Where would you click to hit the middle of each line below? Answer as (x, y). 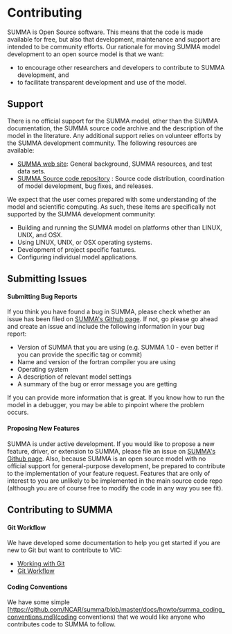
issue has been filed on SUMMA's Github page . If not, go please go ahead (113, 319)
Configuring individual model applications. (78, 257)
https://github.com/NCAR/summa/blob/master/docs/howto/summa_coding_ (117, 610)
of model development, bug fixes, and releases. (85, 186)
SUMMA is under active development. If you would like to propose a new (111, 444)
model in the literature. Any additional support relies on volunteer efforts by (114, 135)
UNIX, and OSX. (40, 234)
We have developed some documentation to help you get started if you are (114, 543)
